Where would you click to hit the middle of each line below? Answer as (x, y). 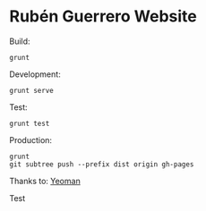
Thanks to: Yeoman (45, 181)
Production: (30, 139)
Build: (20, 41)
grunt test (30, 123)
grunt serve (31, 90)
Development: (35, 74)
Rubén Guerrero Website (103, 17)
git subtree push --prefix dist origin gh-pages (102, 164)
